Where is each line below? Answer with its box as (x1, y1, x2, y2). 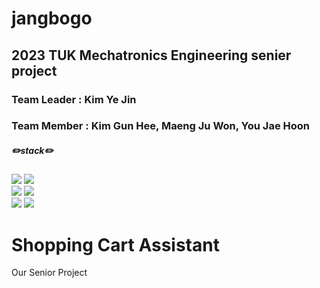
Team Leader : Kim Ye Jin (11, 92, 137, 106)
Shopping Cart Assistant (11, 233, 220, 256)
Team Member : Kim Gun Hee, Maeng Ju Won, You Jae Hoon (11, 119, 311, 133)
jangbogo (11, 7, 93, 30)
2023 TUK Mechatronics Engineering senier (11, 47, 292, 64)
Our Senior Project (11, 267, 88, 279)
